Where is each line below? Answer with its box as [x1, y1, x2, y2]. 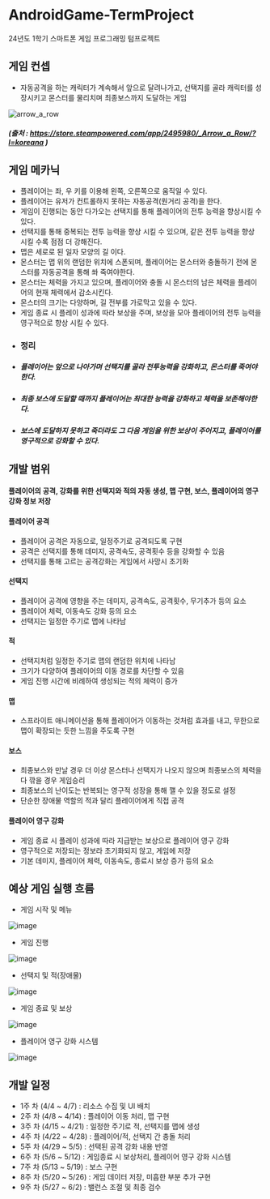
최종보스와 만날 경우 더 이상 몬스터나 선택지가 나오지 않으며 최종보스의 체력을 [19, 765, 263, 775]
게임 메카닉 [8, 163, 61, 177]
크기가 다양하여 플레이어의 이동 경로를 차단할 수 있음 [19, 666, 184, 676]
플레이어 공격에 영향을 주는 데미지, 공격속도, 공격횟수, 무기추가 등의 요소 [19, 596, 247, 606]
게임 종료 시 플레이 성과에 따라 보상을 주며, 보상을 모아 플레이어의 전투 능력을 [19, 308, 262, 318]
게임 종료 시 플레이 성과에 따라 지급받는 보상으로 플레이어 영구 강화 [19, 835, 230, 845]
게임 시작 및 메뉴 [19, 905, 73, 914]
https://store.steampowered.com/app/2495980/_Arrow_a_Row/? [29, 128, 256, 139]
